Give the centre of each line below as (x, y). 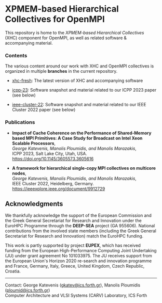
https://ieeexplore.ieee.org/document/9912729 (58, 189)
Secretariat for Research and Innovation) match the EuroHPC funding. (74, 236)
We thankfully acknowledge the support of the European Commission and (78, 215)
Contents (16, 55)
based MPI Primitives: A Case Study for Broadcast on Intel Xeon (77, 138)
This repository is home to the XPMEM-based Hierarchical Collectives (75, 32)
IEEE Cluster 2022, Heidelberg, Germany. (53, 183)
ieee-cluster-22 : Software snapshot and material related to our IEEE (79, 105)
